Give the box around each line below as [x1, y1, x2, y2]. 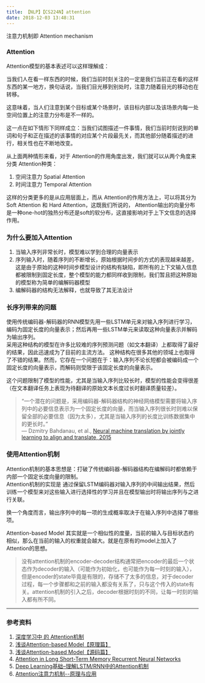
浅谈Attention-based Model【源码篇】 [15, 648, 111, 656]
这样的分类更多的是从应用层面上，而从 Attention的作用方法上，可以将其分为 [6, 193, 196, 201]
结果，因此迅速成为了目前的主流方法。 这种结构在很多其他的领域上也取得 [11, 349, 195, 356]
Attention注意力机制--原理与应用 [15, 670, 97, 678]
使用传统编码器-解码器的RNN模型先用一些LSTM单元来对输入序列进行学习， [6, 318, 196, 325]
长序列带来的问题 [6, 303, 57, 312]
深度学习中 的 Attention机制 [15, 633, 84, 640]
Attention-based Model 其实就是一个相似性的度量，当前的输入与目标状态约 [6, 529, 194, 537]
